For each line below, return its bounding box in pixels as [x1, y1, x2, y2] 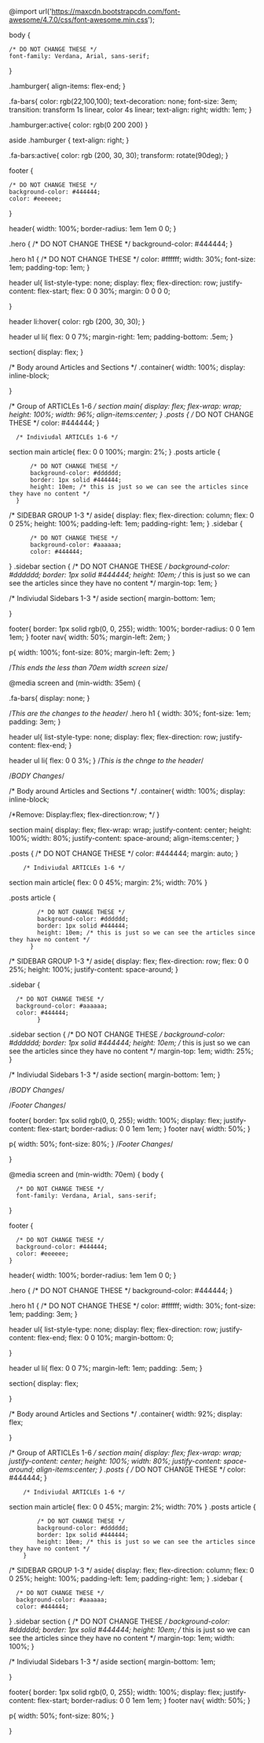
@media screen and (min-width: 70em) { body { [9, 1170, 164, 1179]
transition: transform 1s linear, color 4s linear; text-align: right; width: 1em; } [9, 105, 252, 114]
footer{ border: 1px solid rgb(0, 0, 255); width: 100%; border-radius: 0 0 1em [9, 625, 255, 633]
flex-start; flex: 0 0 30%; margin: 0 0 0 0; [37, 286, 171, 296]
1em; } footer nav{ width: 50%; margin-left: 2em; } [9, 632, 171, 642]
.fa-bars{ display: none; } [9, 694, 90, 702]
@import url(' [9, 7, 52, 16]
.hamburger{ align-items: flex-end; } [9, 82, 126, 90]
